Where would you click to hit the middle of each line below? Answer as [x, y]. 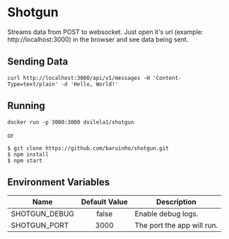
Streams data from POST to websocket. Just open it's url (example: [105, 32]
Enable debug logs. [167, 214]
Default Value [105, 202]
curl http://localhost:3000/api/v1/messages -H [79, 78]
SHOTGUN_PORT [40, 226]
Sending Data [38, 62]
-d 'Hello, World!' [90, 84]
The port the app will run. [176, 226]
